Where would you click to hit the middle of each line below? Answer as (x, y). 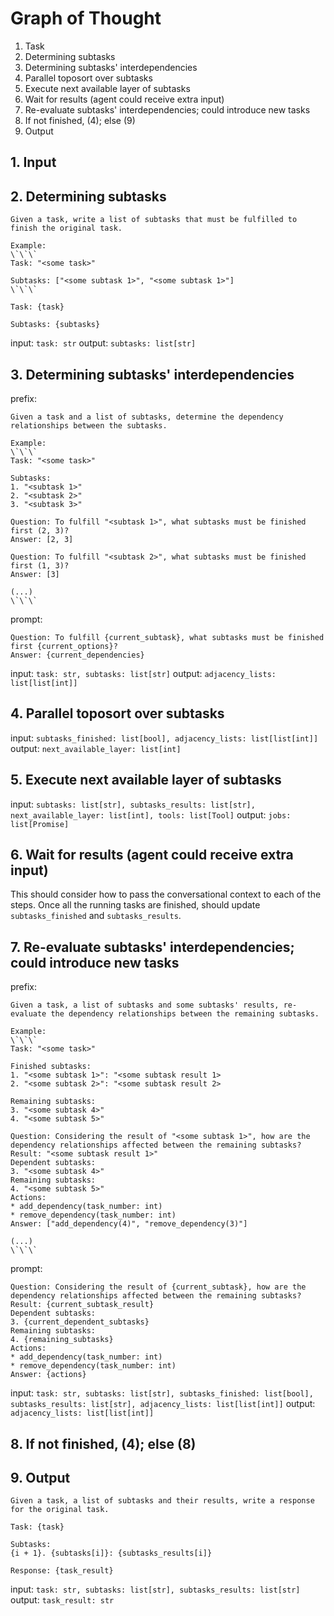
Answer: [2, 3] (42, 539)
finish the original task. (66, 228)
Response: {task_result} (62, 1571)
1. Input (33, 162)
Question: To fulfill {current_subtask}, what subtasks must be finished (167, 637)
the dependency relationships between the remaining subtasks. (185, 1014)
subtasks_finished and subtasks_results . (96, 916)
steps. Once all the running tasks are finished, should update (135, 905)
